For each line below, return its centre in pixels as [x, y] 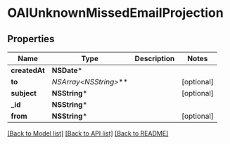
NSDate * [67, 70]
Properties [31, 39]
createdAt [28, 70]
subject [24, 93]
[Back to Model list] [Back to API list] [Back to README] [88, 133]
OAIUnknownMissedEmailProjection [115, 13]
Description [155, 59]
